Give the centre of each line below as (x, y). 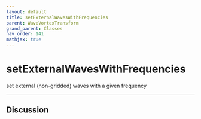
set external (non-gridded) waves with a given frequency (77, 86)
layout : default (26, 12)
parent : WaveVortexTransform (42, 23)
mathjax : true (24, 39)
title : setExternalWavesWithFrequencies (57, 17)
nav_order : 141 (25, 34)
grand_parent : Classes (34, 28)
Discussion (28, 110)
